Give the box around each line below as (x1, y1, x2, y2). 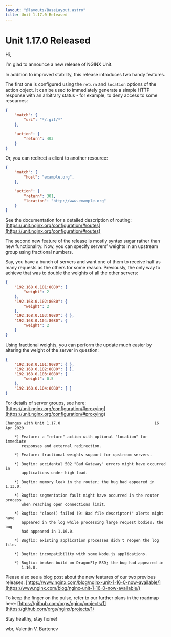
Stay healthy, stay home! (5, 615, 57, 622)
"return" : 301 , (24, 193, 56, 199)
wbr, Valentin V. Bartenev (5, 626, 58, 632)
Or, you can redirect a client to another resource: (5, 155, 108, 161)
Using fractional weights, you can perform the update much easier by (5, 342, 152, 348)
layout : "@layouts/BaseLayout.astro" (5, 7, 86, 13)
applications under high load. (21, 470, 88, 475)
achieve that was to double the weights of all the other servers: (5, 270, 138, 276)
